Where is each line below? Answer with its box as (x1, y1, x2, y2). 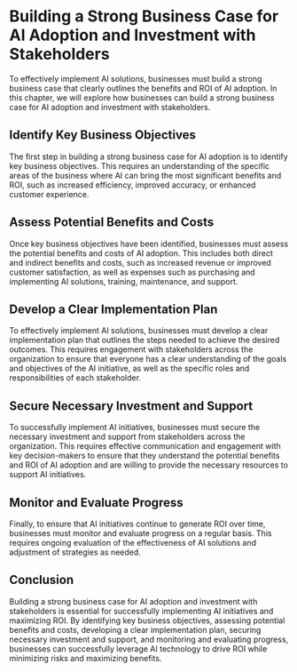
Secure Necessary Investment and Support (9, 398, 254, 413)
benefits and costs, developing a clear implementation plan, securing (9, 624, 262, 635)
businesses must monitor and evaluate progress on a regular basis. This (9, 528, 272, 539)
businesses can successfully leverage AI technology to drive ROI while (9, 643, 268, 654)
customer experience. (9, 188, 90, 199)
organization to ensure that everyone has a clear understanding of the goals (9, 354, 287, 364)
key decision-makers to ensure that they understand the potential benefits (9, 451, 280, 461)
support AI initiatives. (9, 469, 87, 480)
